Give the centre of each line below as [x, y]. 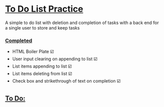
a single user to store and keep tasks [42, 27]
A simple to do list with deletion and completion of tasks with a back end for [82, 23]
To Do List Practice [44, 9]
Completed [19, 40]
